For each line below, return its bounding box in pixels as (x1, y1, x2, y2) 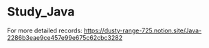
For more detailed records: (7, 26, 82, 34)
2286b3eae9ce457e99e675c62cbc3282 (7, 33, 122, 41)
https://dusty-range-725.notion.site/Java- (83, 26, 202, 34)
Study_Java (7, 4, 75, 20)
